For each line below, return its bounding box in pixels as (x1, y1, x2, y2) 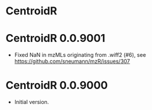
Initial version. (14, 99, 49, 106)
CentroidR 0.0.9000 (5, 79, 108, 92)
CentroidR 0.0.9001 (5, 32, 106, 45)
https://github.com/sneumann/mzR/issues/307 (14, 58, 130, 65)
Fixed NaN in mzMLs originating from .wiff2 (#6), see (14, 51, 147, 59)
